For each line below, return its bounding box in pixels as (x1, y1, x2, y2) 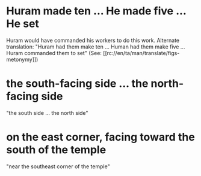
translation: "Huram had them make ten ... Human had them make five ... (6, 43, 185, 50)
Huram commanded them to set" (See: (6, 49, 102, 56)
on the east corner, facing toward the (6, 131, 196, 144)
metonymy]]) (6, 56, 39, 63)
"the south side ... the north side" (6, 109, 88, 116)
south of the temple (6, 143, 107, 157)
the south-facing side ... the (6, 77, 149, 90)
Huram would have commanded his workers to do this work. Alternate (6, 37, 180, 44)
